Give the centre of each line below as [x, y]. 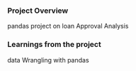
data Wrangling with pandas [49, 60]
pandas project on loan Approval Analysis [68, 26]
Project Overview [38, 11]
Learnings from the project [54, 45]
